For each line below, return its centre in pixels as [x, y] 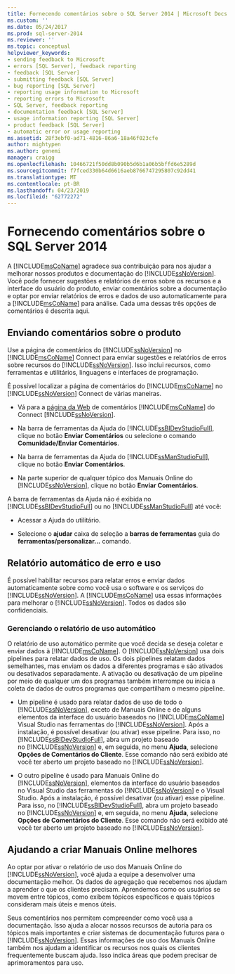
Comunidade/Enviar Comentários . [68, 443]
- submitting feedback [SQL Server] [61, 79]
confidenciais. [28, 610]
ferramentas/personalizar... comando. [74, 541]
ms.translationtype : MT [42, 177]
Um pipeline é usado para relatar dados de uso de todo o [100, 702]
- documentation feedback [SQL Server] [66, 112]
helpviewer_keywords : [39, 53]
